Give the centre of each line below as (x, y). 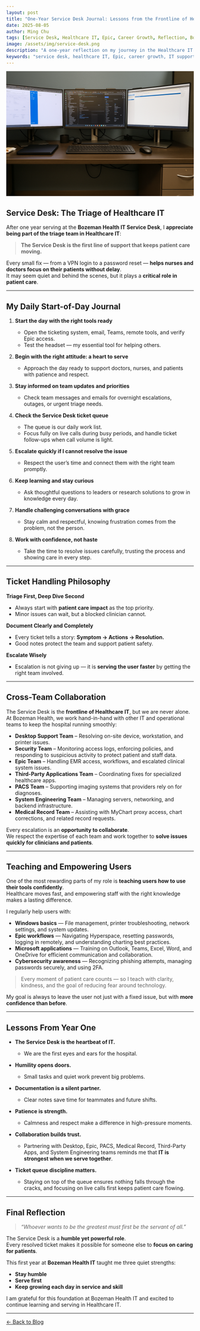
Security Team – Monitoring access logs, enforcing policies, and (94, 748)
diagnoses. (28, 793)
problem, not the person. (54, 528)
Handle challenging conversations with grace (72, 510)
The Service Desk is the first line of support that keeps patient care (105, 245)
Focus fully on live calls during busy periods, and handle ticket (100, 434)
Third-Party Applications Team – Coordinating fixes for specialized (98, 774)
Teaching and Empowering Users (69, 867)
